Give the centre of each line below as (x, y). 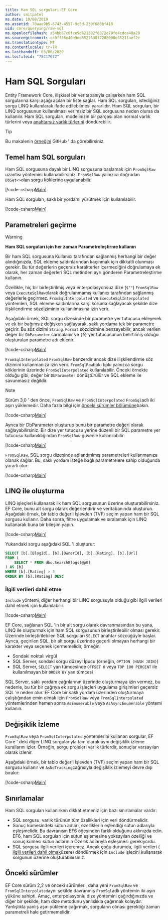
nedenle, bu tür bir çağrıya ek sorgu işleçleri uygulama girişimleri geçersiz (81, 687)
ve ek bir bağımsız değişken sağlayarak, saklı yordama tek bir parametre (80, 324)
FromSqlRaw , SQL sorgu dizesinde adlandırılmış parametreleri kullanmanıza (81, 455)
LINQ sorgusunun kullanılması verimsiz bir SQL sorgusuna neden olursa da (82, 111)
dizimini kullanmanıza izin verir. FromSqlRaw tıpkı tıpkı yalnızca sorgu (74, 364)
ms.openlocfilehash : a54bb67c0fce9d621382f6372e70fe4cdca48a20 (73, 33)
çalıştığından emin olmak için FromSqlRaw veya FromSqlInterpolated (74, 698)
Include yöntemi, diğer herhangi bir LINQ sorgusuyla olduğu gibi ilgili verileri (84, 600)
